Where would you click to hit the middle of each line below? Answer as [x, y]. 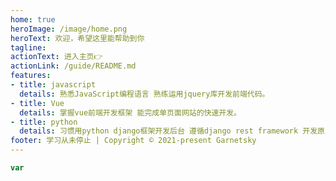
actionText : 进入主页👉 [56, 57]
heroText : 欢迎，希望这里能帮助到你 [77, 38]
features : [31, 76]
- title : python [44, 122]
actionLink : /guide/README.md [73, 66]
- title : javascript [53, 85]
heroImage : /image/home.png [69, 29]
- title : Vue [37, 103]
